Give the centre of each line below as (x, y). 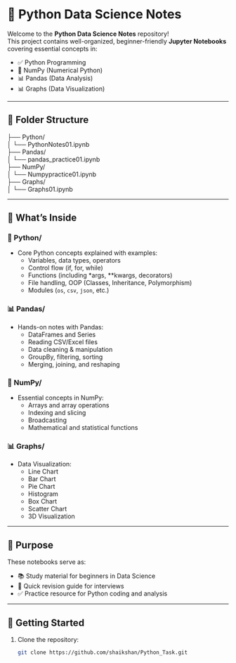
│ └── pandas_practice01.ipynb (54, 159)
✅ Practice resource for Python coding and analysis (92, 593)
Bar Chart (42, 479)
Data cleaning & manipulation (70, 349)
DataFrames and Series (62, 334)
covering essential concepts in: (52, 48)
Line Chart (43, 472)
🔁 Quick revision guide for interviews (71, 586)
